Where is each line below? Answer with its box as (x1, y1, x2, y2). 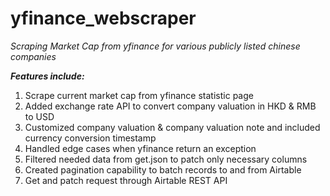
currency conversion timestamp (24, 132, 157, 144)
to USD (24, 110, 55, 122)
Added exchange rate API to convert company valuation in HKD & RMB (24, 100, 317, 112)
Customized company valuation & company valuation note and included (24, 121, 321, 133)
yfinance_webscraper (10, 7, 197, 30)
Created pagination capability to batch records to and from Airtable (24, 163, 302, 176)
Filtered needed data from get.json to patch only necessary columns (24, 153, 308, 165)
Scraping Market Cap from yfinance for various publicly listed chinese (10, 40, 301, 52)
